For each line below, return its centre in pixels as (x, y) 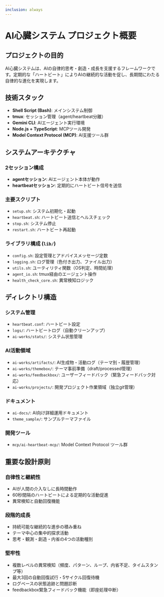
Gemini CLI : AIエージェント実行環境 (49, 123)
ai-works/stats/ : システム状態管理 (47, 337)
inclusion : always (24, 10)
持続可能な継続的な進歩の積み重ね (47, 527)
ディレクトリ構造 (31, 297)
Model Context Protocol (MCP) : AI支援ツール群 (61, 135)
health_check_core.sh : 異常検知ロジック (53, 280)
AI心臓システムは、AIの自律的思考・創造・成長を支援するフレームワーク (78, 68)
